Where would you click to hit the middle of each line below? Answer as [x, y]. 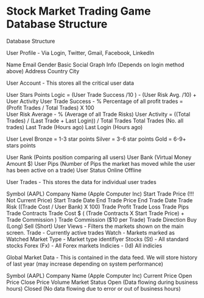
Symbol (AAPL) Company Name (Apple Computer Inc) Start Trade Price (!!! [100, 194]
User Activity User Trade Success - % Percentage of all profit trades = [95, 101]
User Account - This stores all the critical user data [70, 83]
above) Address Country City [43, 71]
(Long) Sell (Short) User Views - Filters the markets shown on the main [95, 226]
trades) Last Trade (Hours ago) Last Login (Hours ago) [75, 127]
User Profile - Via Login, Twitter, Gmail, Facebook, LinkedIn [80, 52]
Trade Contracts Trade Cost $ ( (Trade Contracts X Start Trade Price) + [95, 213]
